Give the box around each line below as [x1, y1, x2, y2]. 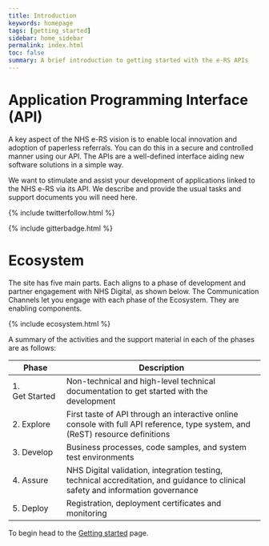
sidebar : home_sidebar [8, 34, 84, 42]
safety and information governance [66, 484, 199, 496]
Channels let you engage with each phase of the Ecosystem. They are [8, 295, 239, 304]
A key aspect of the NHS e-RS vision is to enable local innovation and [8, 134, 238, 144]
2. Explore [12, 418, 50, 429]
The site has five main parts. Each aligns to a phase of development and [8, 278, 247, 287]
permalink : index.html [8, 42, 84, 50]
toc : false [8, 49, 45, 57]
